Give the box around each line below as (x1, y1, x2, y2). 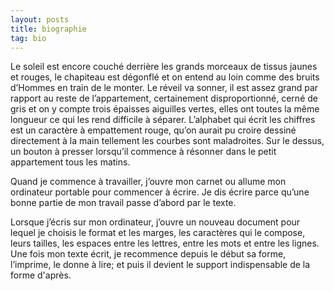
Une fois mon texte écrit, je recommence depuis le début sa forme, (10, 248, 287, 260)
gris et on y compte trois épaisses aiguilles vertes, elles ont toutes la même (10, 103, 320, 115)
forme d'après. (10, 269, 72, 281)
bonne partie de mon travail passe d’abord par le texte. (10, 197, 237, 209)
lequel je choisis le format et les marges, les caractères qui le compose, (10, 227, 306, 239)
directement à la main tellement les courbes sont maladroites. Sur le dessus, (10, 135, 325, 147)
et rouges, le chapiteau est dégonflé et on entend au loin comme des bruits (10, 71, 320, 83)
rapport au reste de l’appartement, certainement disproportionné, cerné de (10, 92, 318, 105)
